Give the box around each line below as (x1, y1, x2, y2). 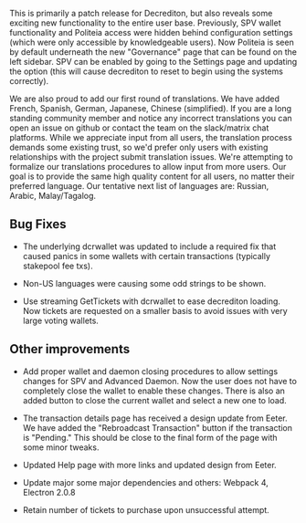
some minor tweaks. (22, 442, 100, 453)
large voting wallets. (22, 315, 99, 326)
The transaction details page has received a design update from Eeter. (22, 413, 288, 424)
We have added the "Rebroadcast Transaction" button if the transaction (22, 422, 293, 433)
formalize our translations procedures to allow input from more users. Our (9, 162, 287, 172)
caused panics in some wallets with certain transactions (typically (22, 250, 271, 261)
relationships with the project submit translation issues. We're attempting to (9, 152, 294, 162)
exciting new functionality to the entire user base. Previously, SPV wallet (9, 17, 281, 28)
